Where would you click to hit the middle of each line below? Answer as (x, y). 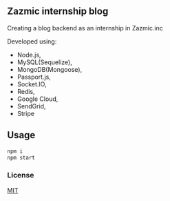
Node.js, (29, 55)
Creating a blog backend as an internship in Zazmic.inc (85, 28)
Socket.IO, (32, 84)
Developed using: (32, 41)
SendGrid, (31, 106)
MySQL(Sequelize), (44, 62)
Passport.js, (34, 77)
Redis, (26, 91)
